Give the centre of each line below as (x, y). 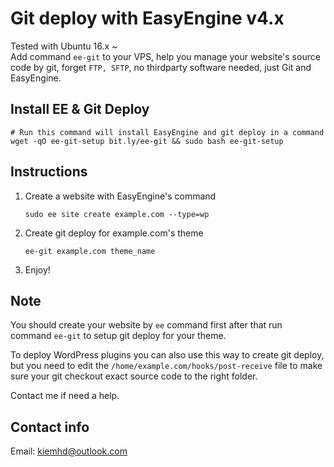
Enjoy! (37, 269)
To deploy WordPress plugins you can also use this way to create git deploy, (167, 355)
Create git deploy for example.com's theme (114, 233)
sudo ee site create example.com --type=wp (117, 214)
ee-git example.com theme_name (90, 251)
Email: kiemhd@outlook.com (69, 451)
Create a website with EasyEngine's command (120, 196)
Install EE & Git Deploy (80, 109)
